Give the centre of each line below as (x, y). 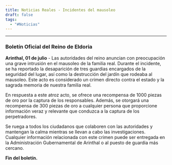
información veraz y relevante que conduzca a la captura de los (72, 111)
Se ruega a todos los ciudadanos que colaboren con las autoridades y (79, 126)
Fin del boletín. (21, 158)
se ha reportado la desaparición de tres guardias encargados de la (76, 69)
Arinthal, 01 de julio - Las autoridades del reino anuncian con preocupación (85, 58)
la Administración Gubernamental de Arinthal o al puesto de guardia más (82, 143)
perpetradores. (21, 116)
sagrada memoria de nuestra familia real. (49, 85)
